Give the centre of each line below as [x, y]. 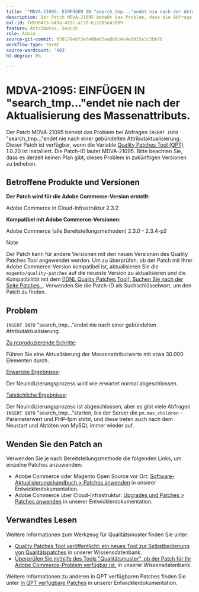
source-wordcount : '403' [37, 50]
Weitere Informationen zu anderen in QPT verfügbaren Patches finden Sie [96, 576]
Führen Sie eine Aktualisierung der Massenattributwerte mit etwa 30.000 [95, 354]
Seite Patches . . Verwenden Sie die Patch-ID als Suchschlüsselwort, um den [99, 286]
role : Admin [21, 34]
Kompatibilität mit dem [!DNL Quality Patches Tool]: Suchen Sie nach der [95, 279]
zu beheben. [22, 163]
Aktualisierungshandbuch [46, 482]
